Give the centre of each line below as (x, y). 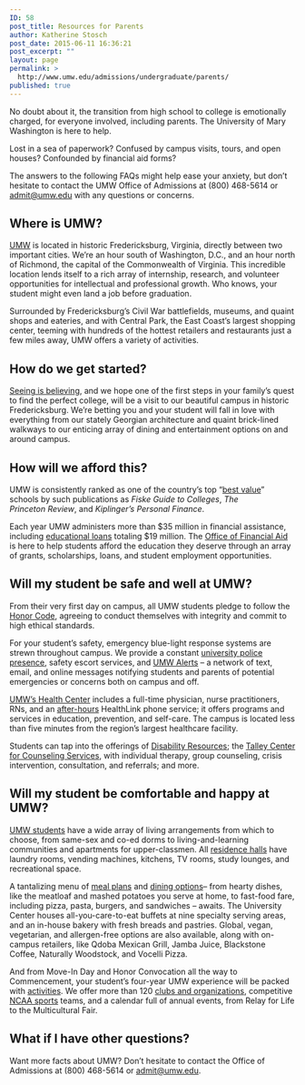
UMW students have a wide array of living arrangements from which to (142, 829)
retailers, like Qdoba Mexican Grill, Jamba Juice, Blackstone (153, 944)
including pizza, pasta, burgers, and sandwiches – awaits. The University (146, 905)
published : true (40, 85)
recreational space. (45, 869)
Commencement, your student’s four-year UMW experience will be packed (150, 981)
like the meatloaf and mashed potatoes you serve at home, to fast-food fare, (152, 896)
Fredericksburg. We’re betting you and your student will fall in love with (142, 410)
